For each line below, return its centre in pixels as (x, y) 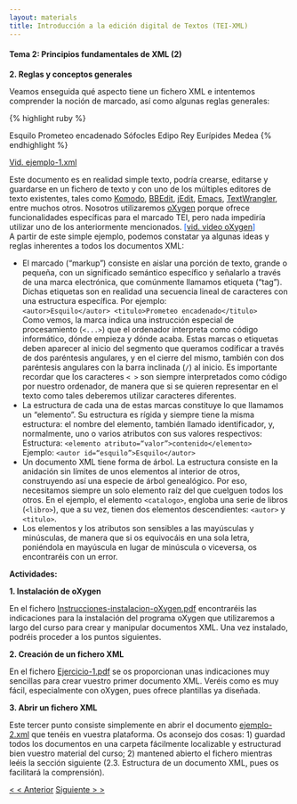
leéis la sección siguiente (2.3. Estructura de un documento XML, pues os (144, 762)
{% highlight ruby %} (48, 118)
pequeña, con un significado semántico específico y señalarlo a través (152, 272)
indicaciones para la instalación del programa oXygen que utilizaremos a (142, 618)
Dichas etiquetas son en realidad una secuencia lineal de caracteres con (155, 291)
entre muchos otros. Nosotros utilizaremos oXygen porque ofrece (130, 208)
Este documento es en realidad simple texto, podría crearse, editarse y (139, 179)
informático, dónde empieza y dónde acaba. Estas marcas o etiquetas (150, 339)
